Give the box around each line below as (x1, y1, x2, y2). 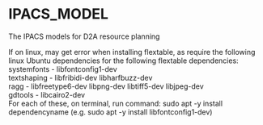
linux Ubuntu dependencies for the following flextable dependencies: (8, 56, 239, 65)
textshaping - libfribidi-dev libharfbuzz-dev (8, 73, 153, 82)
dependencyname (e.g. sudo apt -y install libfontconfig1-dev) (8, 106, 213, 117)
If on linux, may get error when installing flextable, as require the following (8, 47, 256, 56)
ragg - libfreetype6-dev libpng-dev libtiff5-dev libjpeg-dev (8, 81, 204, 91)
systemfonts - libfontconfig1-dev (8, 64, 117, 73)
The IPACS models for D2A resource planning (8, 31, 160, 41)
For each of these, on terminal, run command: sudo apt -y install (8, 98, 223, 108)
